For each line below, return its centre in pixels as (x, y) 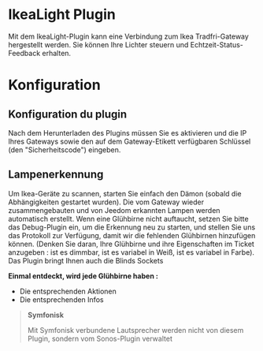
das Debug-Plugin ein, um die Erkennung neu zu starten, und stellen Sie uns (132, 227)
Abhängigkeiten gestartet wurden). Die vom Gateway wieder (106, 202)
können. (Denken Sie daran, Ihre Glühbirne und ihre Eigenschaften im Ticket (131, 244)
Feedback (24, 53)
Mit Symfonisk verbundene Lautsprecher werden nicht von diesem (135, 330)
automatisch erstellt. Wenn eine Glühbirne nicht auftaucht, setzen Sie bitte (129, 218)
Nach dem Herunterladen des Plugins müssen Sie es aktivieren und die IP (128, 133)
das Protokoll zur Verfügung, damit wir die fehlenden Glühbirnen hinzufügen (132, 235)
